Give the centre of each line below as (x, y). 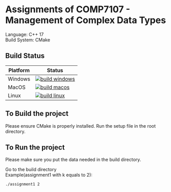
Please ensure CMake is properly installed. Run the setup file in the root (81, 126)
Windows (19, 79)
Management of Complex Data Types (86, 20)
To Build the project (37, 114)
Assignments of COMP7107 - (68, 9)
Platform (19, 70)
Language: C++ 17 (25, 34)
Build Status (25, 56)
